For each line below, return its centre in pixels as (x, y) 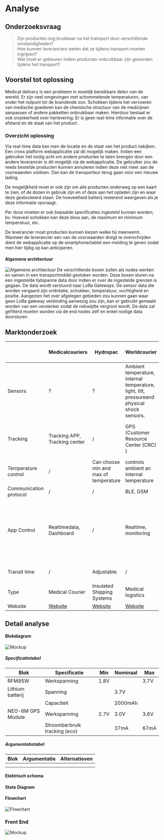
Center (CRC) (141, 445)
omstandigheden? (35, 44)
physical (135, 404)
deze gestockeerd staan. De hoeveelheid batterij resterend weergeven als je (82, 198)
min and (101, 468)
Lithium (16, 688)
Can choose (106, 462)
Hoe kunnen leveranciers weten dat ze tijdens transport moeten (81, 49)
